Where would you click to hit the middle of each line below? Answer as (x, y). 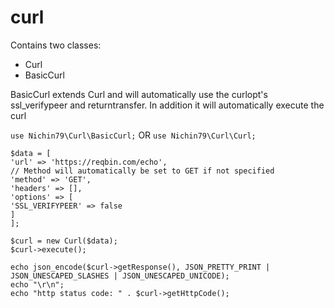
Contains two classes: (56, 45)
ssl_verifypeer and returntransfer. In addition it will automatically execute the (167, 105)
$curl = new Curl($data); (64, 241)
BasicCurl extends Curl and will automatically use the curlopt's (139, 94)
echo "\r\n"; (37, 284)
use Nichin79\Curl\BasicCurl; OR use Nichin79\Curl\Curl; (133, 135)
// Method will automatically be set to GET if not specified (142, 171)
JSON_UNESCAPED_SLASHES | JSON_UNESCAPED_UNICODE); (120, 276)
